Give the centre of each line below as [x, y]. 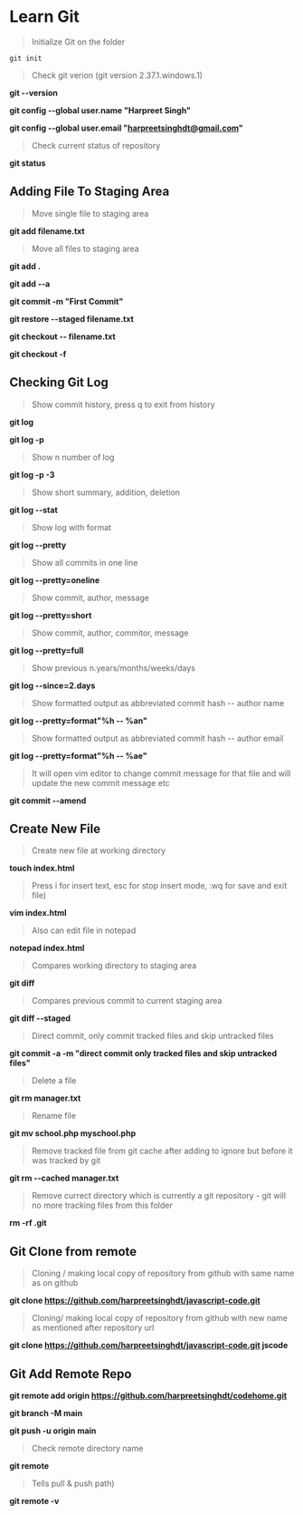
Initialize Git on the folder [78, 42]
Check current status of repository [96, 145]
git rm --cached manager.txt [64, 1178]
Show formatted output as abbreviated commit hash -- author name [158, 703]
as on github [55, 1283]
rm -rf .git [28, 1223]
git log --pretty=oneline [55, 580]
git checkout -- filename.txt [62, 336]
